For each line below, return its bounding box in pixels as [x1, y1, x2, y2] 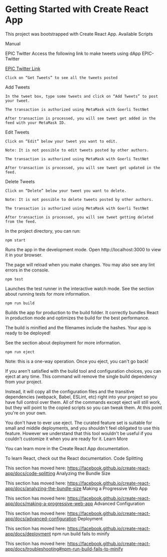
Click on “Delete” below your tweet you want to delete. [5, 188, 127, 193]
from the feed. [5, 219, 37, 224]
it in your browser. [5, 252, 43, 258]
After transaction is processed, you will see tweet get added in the [5, 116, 156, 121]
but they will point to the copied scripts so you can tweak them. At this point [5, 404, 162, 410]
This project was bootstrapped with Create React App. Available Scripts [5, 31, 153, 37]
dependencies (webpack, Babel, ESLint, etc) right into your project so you [5, 394, 158, 400]
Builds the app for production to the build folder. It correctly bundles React [5, 309, 159, 315]
